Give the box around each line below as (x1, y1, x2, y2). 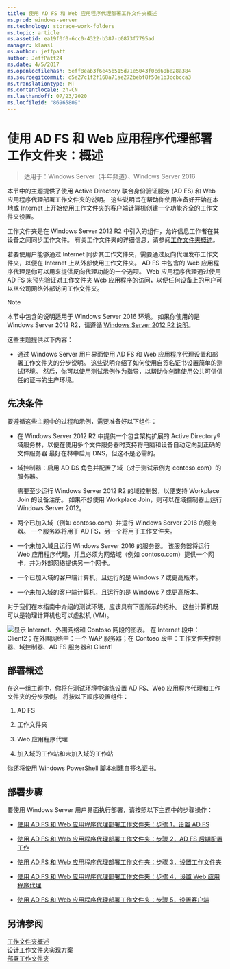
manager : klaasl (7, 42, 53, 49)
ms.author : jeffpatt (7, 49, 66, 56)
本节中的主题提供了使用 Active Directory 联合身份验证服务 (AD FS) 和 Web (7, 187, 216, 195)
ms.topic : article (7, 29, 60, 36)
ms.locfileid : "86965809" (7, 99, 81, 106)
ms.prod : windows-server (7, 16, 78, 23)
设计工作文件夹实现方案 (7, 946, 73, 954)
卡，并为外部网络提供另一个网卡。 (16, 558, 114, 566)
